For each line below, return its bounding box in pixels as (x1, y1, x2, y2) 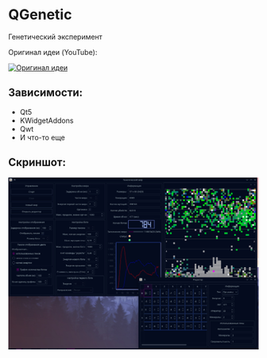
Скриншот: (8, 155, 66, 169)
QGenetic (8, 6, 72, 24)
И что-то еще (19, 132, 65, 142)
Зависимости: (8, 86, 83, 100)
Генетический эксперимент (8, 32, 103, 41)
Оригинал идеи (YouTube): (8, 47, 98, 57)
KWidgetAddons (19, 116, 74, 125)
